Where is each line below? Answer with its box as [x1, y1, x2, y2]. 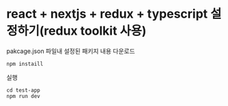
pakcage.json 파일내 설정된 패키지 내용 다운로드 [6, 47, 136, 55]
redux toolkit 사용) [43, 23, 147, 39]
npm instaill [6, 60, 44, 67]
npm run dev [6, 92, 40, 99]
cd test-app [6, 86, 40, 94]
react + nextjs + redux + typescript [6, 6, 208, 22]
